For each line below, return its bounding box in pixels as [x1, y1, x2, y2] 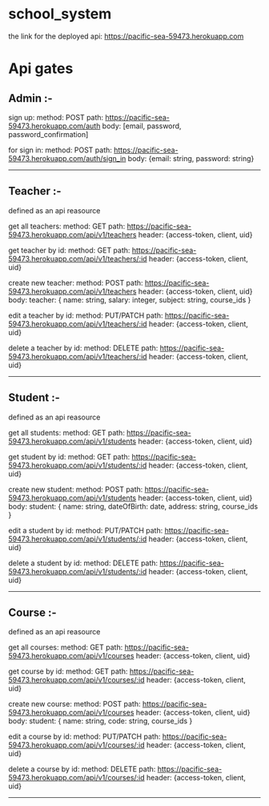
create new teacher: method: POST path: [8, 277, 143, 287]
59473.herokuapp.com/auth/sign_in [8, 153, 126, 163]
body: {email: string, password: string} [127, 153, 255, 163]
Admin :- [8, 91, 54, 105]
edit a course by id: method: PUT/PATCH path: [8, 731, 161, 742]
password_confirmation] [8, 129, 89, 139]
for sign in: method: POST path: [8, 145, 112, 155]
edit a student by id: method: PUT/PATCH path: [8, 525, 163, 535]
